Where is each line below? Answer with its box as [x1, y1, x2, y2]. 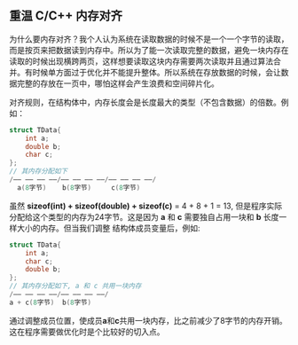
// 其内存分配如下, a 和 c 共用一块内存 [9, 282, 142, 291]
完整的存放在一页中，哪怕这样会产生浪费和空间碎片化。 [16, 78, 219, 89]
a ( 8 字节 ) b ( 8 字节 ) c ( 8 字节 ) [17, 183, 141, 192]
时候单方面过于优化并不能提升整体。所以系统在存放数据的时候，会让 [32, 67, 281, 77]
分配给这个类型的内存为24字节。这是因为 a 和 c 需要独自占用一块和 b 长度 [9, 211, 279, 222]
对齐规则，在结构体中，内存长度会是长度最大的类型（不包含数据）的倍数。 [9, 97, 281, 107]
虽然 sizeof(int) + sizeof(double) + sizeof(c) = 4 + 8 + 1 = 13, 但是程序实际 [9, 200, 282, 211]
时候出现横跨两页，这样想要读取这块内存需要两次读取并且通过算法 [32, 56, 273, 67]
